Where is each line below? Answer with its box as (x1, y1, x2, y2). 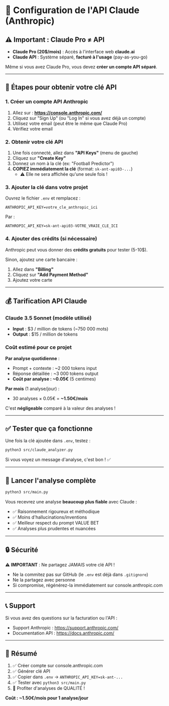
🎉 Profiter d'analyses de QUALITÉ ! (12, 685, 85, 691)
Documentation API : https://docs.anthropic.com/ (12, 630, 115, 636)
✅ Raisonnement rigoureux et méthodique (12, 508, 100, 515)
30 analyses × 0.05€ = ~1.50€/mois (12, 395, 88, 401)
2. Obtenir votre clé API (5, 138, 63, 145)
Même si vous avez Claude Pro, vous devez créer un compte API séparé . (5, 64, 157, 70)
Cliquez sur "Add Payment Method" (12, 272, 89, 278)
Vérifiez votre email (12, 125, 53, 132)
